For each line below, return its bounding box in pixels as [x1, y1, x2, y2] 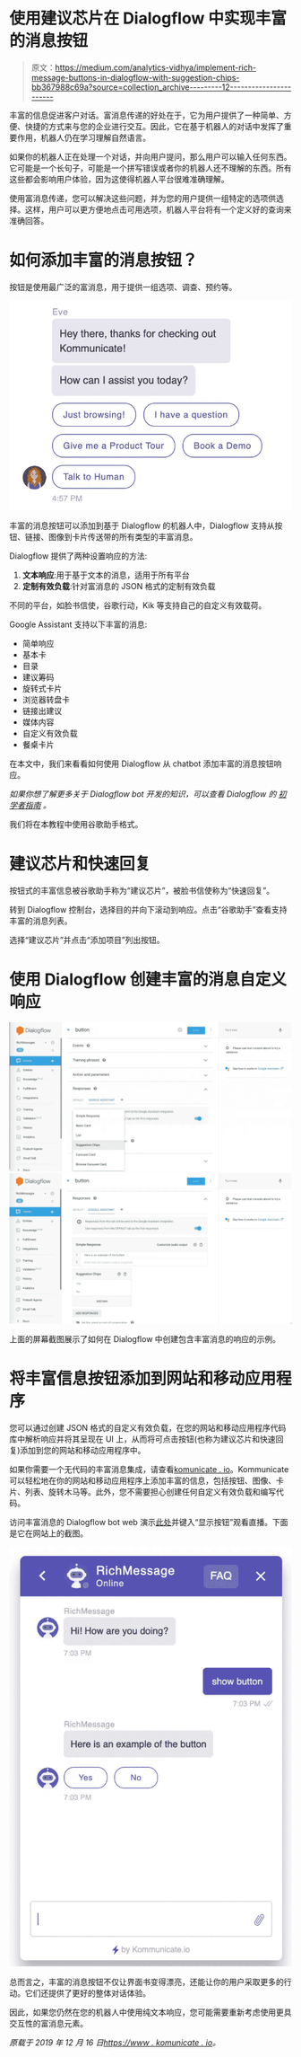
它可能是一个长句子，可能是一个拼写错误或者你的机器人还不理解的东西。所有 [9, 163, 292, 173]
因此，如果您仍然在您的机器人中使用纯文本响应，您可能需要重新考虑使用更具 [9, 2007, 292, 2017]
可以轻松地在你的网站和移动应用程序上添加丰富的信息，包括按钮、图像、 [9, 1475, 276, 1486]
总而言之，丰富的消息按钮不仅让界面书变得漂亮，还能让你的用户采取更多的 [9, 1976, 284, 1987]
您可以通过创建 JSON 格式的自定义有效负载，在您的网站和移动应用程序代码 [9, 1422, 287, 1433]
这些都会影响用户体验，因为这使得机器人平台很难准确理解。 [9, 173, 229, 184]
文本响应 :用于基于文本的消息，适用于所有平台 [21, 569, 190, 580]
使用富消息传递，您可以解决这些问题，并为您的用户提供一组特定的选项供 [9, 192, 276, 203]
